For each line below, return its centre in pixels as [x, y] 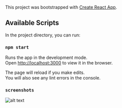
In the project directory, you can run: [43, 35]
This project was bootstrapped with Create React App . [61, 7]
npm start [17, 47]
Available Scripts [32, 23]
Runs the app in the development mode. [46, 57]
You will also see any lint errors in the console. [53, 78]
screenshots [20, 90]
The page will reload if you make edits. [45, 72]
